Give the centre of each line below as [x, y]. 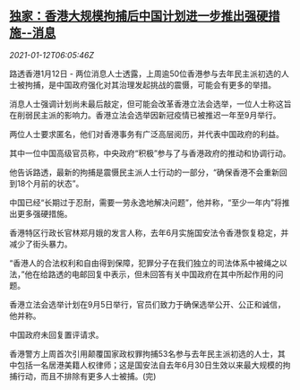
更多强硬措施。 [44, 213]
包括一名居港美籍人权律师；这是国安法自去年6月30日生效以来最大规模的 [150, 365]
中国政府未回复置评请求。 [56, 334]
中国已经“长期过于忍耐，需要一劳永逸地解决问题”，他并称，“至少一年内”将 [146, 202]
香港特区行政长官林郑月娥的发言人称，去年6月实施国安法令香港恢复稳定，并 [149, 232]
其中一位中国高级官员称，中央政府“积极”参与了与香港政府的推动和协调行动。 [150, 153]
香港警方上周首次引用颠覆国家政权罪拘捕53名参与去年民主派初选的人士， [143, 353]
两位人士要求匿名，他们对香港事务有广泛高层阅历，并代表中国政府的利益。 [146, 134]
